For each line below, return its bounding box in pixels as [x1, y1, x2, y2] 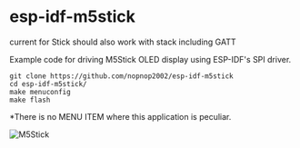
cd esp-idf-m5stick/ [9, 79, 88, 88]
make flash [9, 95, 51, 104]
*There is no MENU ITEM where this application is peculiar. [9, 111, 232, 122]
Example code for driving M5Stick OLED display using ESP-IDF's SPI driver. [9, 54, 292, 64]
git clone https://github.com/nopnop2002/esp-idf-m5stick [9, 71, 234, 81]
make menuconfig [9, 87, 71, 96]
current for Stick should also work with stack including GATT [9, 36, 236, 47]
